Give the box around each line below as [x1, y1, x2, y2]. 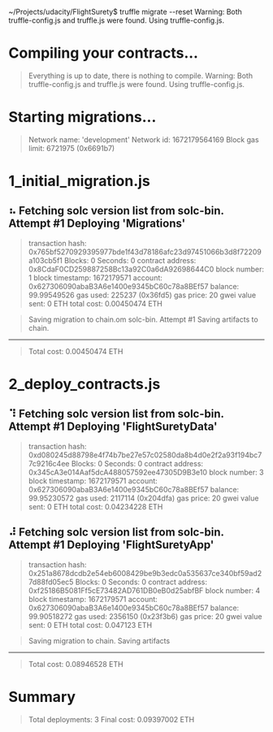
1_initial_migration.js [8, 172, 150, 190]
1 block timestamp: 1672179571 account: [28, 272, 162, 283]
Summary [8, 687, 76, 706]
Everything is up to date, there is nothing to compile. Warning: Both [28, 71, 253, 80]
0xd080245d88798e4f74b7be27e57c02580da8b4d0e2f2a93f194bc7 [28, 450, 262, 460]
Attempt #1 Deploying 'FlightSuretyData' [8, 420, 218, 434]
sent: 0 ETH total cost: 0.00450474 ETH [28, 298, 162, 308]
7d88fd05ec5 [28, 577, 74, 587]
